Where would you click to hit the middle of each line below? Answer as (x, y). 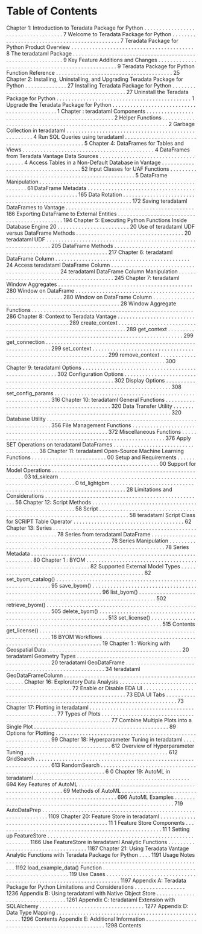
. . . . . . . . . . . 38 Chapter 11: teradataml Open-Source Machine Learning (95, 451)
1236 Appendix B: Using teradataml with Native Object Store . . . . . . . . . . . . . (100, 893)
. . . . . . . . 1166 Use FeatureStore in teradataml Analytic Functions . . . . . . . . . (100, 842)
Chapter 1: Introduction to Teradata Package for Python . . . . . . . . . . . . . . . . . (100, 28)
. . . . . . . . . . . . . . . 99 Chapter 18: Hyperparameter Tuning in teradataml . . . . (100, 739)
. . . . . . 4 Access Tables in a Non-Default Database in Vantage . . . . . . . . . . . (100, 162)
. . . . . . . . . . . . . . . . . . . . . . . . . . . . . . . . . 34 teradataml (73, 669)
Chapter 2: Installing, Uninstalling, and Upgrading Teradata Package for (95, 79)
